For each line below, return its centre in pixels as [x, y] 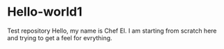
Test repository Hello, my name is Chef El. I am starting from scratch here [112, 31]
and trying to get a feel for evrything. [60, 37]
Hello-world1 [45, 12]
